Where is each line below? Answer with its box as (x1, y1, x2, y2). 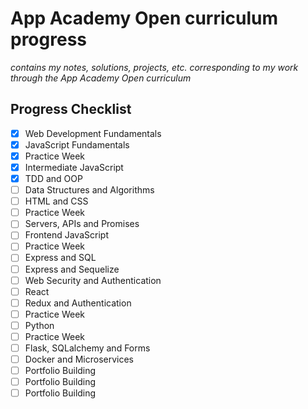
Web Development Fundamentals (24, 127, 162, 139)
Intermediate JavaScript (24, 161, 124, 173)
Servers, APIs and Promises (24, 218, 140, 230)
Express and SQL (24, 252, 97, 264)
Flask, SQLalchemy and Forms (24, 342, 151, 354)
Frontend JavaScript (24, 229, 109, 241)
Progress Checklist (10, 101, 132, 118)
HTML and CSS (24, 195, 89, 207)
